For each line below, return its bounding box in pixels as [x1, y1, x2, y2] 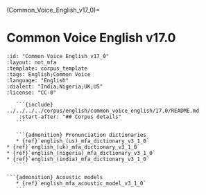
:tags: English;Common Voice [6, 71, 91, 78]
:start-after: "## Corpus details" [19, 113, 122, 120]
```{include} [15, 101, 53, 108]
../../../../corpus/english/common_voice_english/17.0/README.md [6, 107, 199, 114]
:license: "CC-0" [6, 89, 57, 96]
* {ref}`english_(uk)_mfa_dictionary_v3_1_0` [6, 143, 140, 151]
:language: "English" [6, 77, 69, 84]
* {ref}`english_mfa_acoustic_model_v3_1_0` [15, 180, 147, 187]
